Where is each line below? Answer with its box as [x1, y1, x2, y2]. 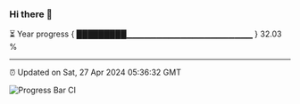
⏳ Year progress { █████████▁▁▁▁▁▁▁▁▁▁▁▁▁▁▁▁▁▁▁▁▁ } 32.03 [9, 28, 282, 39]
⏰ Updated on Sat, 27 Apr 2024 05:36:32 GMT [9, 67, 181, 78]
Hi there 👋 [9, 8, 54, 20]
